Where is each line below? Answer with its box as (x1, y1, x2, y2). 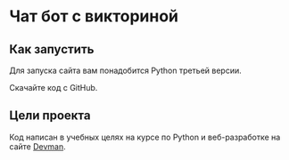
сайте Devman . (9, 140, 66, 152)
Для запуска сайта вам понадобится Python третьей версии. (9, 65, 243, 76)
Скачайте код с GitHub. (9, 83, 98, 92)
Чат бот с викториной (9, 6, 178, 27)
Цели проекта (9, 108, 91, 124)
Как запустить (9, 42, 95, 57)
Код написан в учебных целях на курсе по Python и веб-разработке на (9, 132, 281, 142)
